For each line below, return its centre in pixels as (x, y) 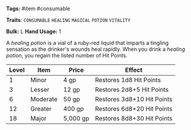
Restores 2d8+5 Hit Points (132, 90)
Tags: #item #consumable (38, 9)
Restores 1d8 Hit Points (128, 80)
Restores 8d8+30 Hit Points (133, 118)
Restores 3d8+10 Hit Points (133, 99)
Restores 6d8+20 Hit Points (133, 109)
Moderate (44, 99)
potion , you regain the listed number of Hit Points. (67, 55)
